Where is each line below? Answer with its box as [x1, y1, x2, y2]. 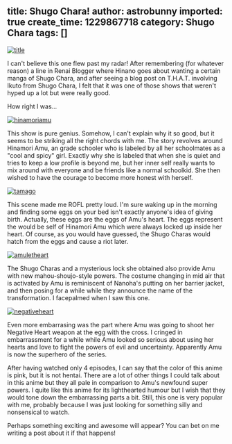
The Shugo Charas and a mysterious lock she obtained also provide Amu [7, 264, 215, 272]
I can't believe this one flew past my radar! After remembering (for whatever [7, 59, 224, 67]
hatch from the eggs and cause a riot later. [7, 237, 129, 245]
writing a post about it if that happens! [7, 429, 116, 437]
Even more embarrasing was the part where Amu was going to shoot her [7, 320, 215, 329]
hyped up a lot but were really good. [7, 88, 111, 97]
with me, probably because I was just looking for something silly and [7, 400, 203, 409]
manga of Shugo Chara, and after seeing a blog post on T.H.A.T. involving [7, 74, 218, 82]
